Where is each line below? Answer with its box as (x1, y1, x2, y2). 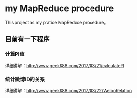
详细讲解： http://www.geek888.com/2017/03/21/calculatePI (5, 62, 124, 68)
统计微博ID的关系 (5, 76, 45, 83)
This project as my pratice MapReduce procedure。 (5, 19, 108, 25)
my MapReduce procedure (5, 3, 114, 14)
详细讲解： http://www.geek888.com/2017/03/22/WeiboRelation (5, 87, 132, 93)
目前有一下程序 (5, 35, 50, 43)
